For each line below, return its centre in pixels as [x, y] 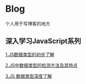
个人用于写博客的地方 [28, 23]
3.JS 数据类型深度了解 [29, 76]
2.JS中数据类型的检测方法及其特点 [41, 65]
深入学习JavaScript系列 [43, 41]
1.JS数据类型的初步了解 [30, 54]
